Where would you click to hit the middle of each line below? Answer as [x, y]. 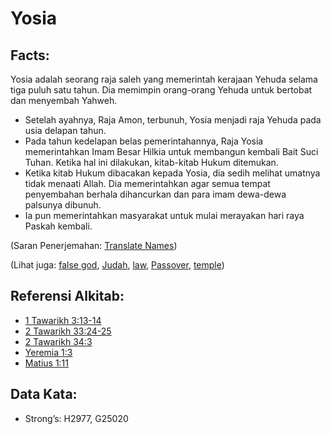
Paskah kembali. [58, 226]
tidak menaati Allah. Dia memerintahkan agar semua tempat [147, 183]
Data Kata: [44, 394]
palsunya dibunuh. [63, 205]
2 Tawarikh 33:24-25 [68, 331]
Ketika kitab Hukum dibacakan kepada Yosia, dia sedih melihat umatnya [172, 173]
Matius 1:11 [46, 363]
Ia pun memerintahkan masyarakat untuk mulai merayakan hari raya [164, 215]
